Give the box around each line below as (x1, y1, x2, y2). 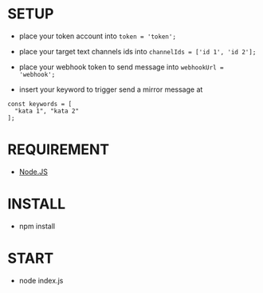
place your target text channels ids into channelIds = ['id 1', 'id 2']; (18, 46, 257, 56)
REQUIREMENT (7, 141, 110, 159)
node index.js (18, 275, 64, 285)
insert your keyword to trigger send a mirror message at (18, 85, 203, 94)
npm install (18, 221, 56, 231)
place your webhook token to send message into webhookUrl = (18, 61, 224, 72)
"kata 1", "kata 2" (14, 107, 80, 115)
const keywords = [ (7, 100, 73, 108)
